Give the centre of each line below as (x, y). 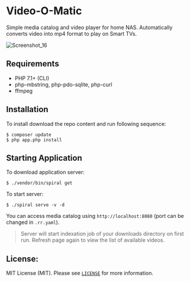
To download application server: (45, 172)
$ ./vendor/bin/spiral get (39, 183)
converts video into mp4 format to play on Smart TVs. (72, 33)
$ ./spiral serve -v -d (36, 205)
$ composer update (29, 135)
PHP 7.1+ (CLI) (32, 78)
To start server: (25, 194)
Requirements (33, 64)
